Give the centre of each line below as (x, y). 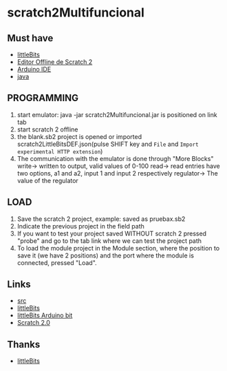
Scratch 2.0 (33, 323)
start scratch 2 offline (47, 129)
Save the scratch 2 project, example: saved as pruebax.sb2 (101, 219)
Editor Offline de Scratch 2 (55, 62)
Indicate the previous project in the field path (80, 226)
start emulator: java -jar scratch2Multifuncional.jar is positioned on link (117, 114)
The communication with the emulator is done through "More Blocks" (115, 158)
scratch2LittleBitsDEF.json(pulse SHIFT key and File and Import (108, 144)
